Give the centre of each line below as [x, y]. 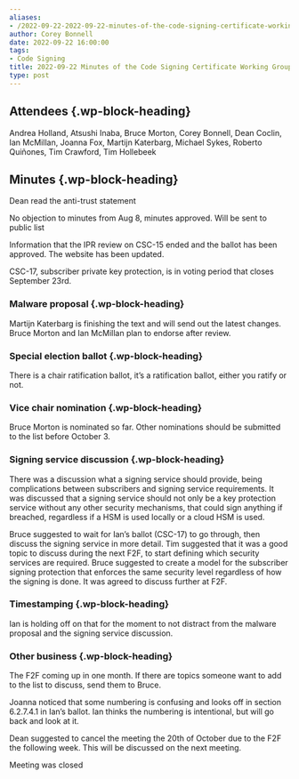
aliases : [25, 17]
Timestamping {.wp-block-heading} [89, 604]
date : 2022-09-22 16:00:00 [59, 42]
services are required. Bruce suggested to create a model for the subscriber [149, 562]
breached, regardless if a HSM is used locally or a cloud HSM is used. [137, 517]
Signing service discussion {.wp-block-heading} [117, 460]
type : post [29, 76]
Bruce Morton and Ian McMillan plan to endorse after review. [120, 333]
